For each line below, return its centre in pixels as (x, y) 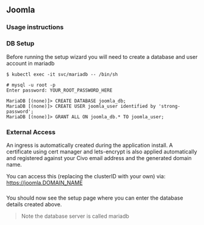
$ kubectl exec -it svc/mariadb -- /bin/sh (62, 74)
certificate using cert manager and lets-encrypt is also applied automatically (102, 152)
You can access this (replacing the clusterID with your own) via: (86, 176)
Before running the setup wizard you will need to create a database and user (102, 56)
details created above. (34, 204)
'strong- (169, 106)
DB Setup (20, 44)
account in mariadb (30, 63)
